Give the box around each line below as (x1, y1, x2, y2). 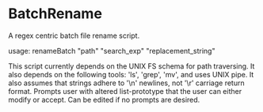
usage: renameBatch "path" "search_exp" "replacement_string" (8, 46, 215, 55)
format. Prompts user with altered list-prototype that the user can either (8, 86, 242, 95)
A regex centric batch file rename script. (8, 31, 140, 40)
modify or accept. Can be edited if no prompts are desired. (8, 95, 200, 104)
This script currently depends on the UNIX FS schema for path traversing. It (8, 61, 255, 71)
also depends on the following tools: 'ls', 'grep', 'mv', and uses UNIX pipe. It (8, 69, 254, 79)
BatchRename (8, 5, 103, 23)
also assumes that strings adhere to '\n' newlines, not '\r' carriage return (8, 78, 245, 88)
